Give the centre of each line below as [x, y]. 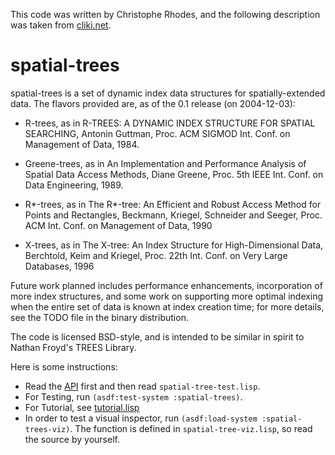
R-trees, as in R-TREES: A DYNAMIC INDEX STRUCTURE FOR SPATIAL [170, 123]
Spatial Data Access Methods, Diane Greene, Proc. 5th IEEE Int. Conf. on [174, 174]
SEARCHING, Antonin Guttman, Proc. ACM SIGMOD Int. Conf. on [157, 133]
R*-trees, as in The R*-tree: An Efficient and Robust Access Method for [173, 204]
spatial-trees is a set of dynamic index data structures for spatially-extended [168, 93]
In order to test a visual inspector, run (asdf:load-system [141, 418]
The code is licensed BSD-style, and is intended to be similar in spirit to [157, 336]
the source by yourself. [72, 439]
